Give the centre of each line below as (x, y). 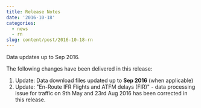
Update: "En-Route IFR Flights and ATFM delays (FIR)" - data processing (105, 87)
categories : (21, 23)
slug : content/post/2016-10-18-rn (50, 40)
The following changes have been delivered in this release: (79, 69)
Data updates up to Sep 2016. (43, 57)
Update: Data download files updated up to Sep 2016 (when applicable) (104, 80)
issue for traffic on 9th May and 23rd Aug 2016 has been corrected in (101, 93)
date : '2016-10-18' (31, 17)
